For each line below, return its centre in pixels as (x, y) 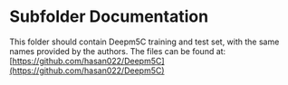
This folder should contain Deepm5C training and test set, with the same (144, 42)
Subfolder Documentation (109, 17)
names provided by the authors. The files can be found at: (118, 51)
